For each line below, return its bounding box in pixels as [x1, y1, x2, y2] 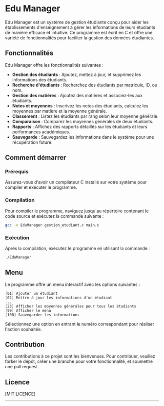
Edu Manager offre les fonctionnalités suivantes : [5, 62, 103, 68]
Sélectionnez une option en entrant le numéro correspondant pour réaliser [5, 321, 155, 327]
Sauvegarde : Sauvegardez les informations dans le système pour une [12, 134, 154, 140]
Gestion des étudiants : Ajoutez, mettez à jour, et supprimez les [12, 72, 142, 77]
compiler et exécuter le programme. [5, 184, 77, 190]
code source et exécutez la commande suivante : [5, 213, 104, 219]
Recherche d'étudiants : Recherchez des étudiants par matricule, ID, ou [12, 82, 158, 88]
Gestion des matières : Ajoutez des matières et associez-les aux [12, 92, 143, 98]
